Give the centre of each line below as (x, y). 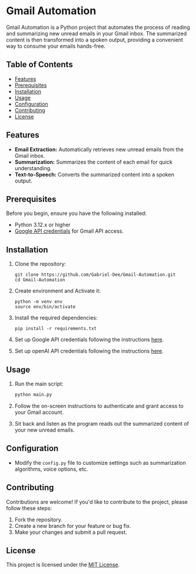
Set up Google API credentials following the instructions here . (89, 340)
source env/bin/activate (45, 307)
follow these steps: (29, 508)
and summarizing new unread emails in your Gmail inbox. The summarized (97, 33)
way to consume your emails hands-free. (56, 46)
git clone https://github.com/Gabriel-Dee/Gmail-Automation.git (95, 275)
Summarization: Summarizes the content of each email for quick (93, 162)
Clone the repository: (40, 264)
